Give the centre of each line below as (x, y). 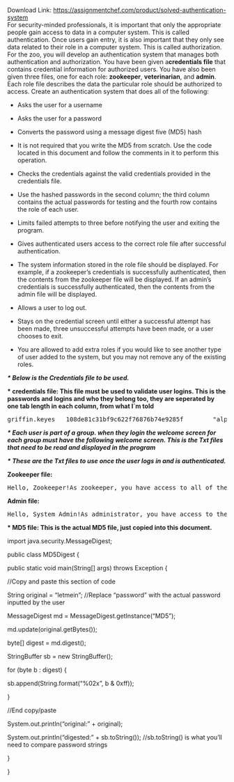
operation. (32, 160)
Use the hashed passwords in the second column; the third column (114, 195)
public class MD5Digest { (44, 554)
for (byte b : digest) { (37, 670)
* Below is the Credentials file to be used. (68, 378)
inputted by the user (36, 602)
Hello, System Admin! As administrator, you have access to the (117, 514)
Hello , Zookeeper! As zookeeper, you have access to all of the (117, 488)
